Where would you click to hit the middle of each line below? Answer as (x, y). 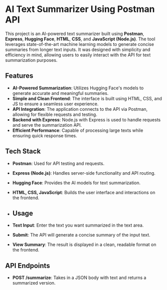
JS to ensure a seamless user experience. (55, 104)
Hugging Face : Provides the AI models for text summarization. (77, 183)
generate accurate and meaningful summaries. (60, 93)
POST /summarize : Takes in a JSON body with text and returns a (79, 278)
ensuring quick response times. (45, 135)
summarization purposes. (31, 60)
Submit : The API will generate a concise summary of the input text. (81, 235)
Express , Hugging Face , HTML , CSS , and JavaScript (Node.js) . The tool (80, 39)
